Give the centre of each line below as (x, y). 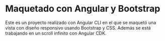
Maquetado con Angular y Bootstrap (83, 9)
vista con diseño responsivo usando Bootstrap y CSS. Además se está (78, 27)
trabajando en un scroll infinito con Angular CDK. (56, 33)
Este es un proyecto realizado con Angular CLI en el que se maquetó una (81, 22)
